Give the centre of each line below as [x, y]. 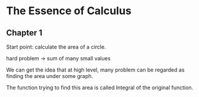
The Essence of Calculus [69, 11]
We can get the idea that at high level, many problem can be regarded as [95, 70]
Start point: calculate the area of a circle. [56, 47]
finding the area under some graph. [50, 76]
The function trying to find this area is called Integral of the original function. [100, 88]
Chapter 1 [24, 33]
